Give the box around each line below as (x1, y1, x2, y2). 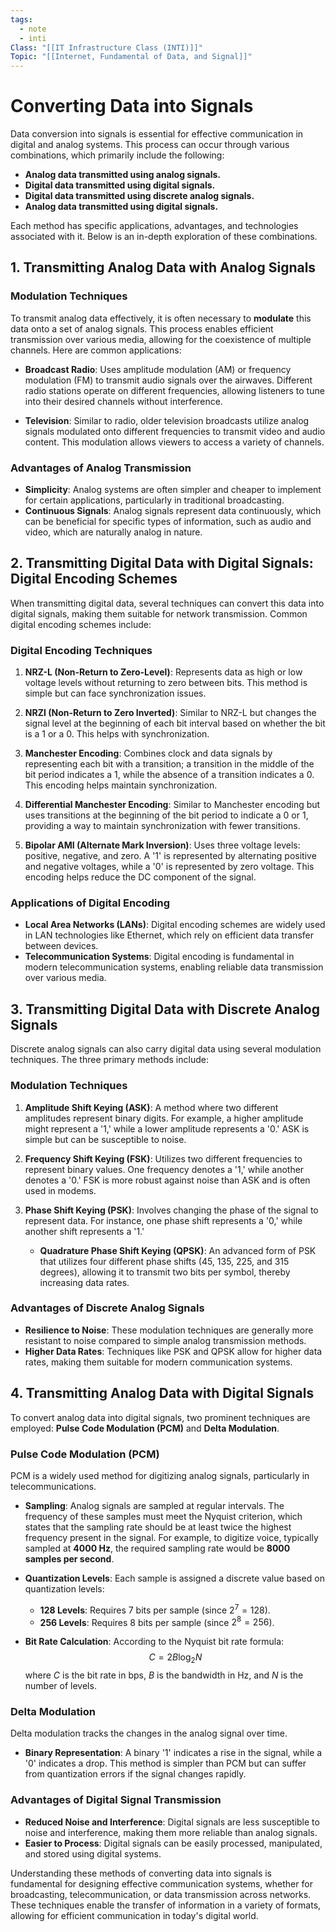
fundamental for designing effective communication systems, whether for (10, 1877, 313, 1890)
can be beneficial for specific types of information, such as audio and (24, 516, 312, 528)
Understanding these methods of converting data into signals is (10, 1867, 273, 1879)
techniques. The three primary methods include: (10, 1054, 209, 1066)
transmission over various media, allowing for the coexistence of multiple (10, 333, 312, 345)
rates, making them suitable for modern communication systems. (24, 1356, 293, 1368)
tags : (10, 14, 33, 25)
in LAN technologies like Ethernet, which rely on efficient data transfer (24, 929, 314, 941)
